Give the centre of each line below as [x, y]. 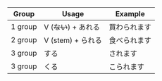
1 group [24, 26]
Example [130, 14]
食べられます [130, 40]
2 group [24, 40]
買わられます [130, 27]
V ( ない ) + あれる [72, 27]
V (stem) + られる [73, 40]
